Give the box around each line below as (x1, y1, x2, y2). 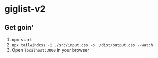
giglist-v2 (4, 3, 46, 15)
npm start (11, 37, 33, 42)
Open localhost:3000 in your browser (11, 47, 89, 53)
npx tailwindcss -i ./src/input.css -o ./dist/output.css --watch (11, 43, 153, 48)
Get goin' (4, 23, 34, 32)
